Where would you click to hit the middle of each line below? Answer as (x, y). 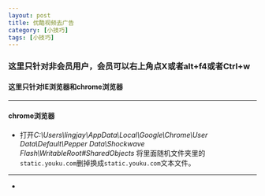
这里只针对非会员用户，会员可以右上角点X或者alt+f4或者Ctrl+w (129, 66)
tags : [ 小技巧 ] (32, 37)
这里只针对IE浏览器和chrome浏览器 (66, 87)
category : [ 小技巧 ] (38, 30)
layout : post (30, 15)
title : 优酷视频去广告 (41, 23)
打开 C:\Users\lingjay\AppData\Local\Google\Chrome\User (114, 135)
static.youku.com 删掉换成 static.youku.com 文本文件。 (107, 163)
